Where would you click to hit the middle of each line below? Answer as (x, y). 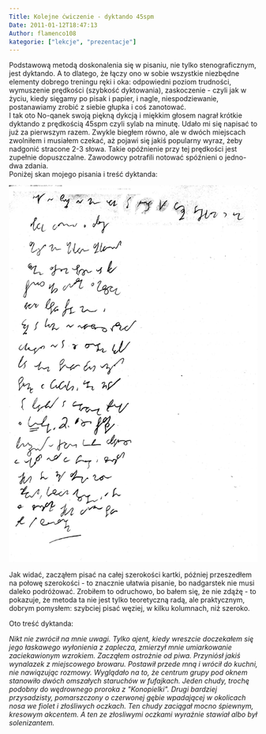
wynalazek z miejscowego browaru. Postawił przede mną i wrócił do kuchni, (133, 664)
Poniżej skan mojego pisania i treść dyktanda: (83, 175)
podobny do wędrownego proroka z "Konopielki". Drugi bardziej (113, 689)
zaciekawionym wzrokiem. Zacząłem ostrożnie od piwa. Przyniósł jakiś (125, 655)
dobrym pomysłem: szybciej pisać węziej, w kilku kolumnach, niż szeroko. (130, 608)
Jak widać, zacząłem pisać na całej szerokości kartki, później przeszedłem (130, 574)
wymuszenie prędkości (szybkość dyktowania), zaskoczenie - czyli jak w (128, 90)
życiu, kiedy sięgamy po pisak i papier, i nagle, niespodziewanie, (114, 99)
